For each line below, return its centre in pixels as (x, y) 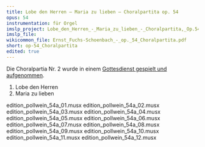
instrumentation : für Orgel (42, 23)
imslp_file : (21, 35)
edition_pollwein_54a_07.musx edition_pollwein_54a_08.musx (83, 125)
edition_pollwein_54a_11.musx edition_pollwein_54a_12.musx (81, 137)
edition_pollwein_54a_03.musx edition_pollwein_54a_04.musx (83, 111)
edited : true (23, 52)
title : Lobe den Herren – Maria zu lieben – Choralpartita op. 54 (92, 12)
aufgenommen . (25, 75)
